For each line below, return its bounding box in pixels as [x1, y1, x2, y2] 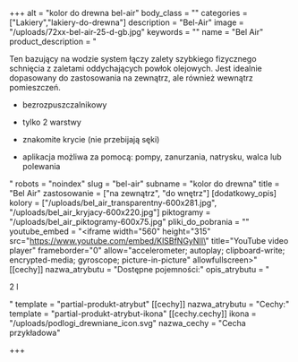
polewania [21, 161, 61, 171]
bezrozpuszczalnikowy [21, 99, 107, 110]
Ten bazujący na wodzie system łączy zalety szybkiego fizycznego [9, 54, 257, 64]
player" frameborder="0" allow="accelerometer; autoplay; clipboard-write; [9, 246, 285, 255]
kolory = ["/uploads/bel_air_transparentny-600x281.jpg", [9, 197, 217, 208]
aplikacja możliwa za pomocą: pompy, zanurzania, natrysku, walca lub [21, 151, 282, 162]
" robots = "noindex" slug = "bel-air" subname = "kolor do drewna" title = [9, 178, 280, 189]
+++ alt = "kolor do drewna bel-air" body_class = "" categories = [9, 8, 248, 18]
